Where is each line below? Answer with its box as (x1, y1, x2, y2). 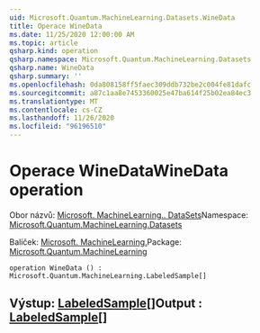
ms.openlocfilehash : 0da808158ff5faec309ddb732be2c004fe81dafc (9, 80, 252, 89)
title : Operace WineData (9, 22, 103, 31)
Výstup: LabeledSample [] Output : (9, 296, 202, 311)
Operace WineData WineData (9, 161, 229, 181)
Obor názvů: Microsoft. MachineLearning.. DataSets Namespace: (9, 209, 249, 220)
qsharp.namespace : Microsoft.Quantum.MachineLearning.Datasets (9, 55, 252, 64)
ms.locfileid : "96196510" (9, 122, 106, 131)
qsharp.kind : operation (9, 47, 99, 56)
